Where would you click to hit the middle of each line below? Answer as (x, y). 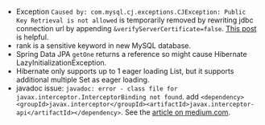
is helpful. (32, 37)
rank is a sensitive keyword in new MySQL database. (104, 46)
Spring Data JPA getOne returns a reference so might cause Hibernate (131, 54)
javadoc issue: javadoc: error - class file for (97, 88)
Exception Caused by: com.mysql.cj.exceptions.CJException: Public (131, 12)
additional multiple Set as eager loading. (83, 80)
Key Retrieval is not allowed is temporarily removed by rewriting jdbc (135, 20)
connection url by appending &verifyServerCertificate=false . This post (136, 28)
